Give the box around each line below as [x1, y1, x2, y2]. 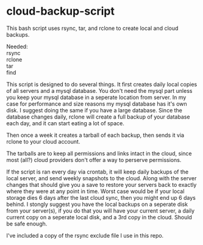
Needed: [6, 43, 29, 50]
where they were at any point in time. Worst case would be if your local [6, 188, 185, 195]
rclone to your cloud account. [6, 137, 80, 145]
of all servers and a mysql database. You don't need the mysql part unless [6, 87, 193, 94]
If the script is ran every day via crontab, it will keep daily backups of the [6, 168, 189, 175]
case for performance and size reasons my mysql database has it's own [6, 100, 187, 108]
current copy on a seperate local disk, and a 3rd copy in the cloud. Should [6, 213, 192, 221]
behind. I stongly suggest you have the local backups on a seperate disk [6, 200, 188, 208]
